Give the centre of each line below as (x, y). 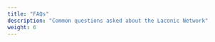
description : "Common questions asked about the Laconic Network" (108, 21)
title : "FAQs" (28, 14)
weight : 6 (22, 27)
